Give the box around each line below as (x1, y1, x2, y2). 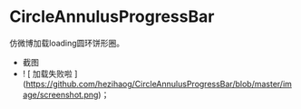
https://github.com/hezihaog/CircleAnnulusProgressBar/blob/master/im (25, 78, 293, 89)
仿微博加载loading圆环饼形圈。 (9, 37, 125, 48)
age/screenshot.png (22, 89, 99, 100)
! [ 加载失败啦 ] (22, 68, 78, 79)
